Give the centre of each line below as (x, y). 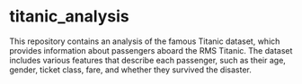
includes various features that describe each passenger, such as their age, (147, 60)
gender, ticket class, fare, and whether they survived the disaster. (130, 70)
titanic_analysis (69, 17)
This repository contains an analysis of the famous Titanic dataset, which (145, 41)
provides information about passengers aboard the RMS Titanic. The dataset (151, 50)
